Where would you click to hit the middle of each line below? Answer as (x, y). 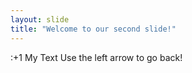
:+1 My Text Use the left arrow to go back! (96, 57)
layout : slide (40, 19)
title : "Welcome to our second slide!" (93, 29)
